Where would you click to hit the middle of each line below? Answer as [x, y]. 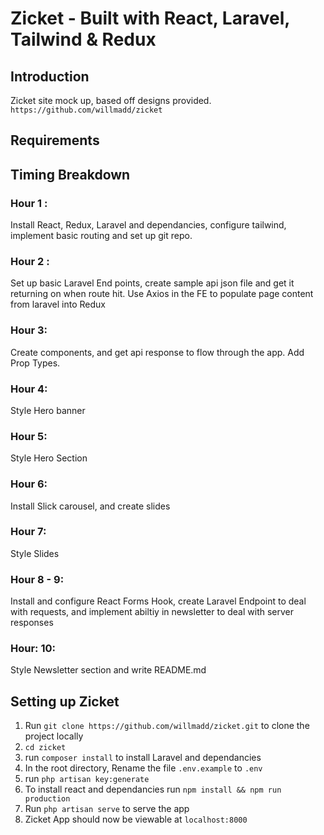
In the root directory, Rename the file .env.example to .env [143, 768]
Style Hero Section [49, 458]
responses [32, 623]
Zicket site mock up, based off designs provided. [111, 100]
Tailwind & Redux [83, 39]
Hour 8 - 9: [37, 579]
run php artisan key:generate [87, 779]
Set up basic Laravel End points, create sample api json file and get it [152, 283]
